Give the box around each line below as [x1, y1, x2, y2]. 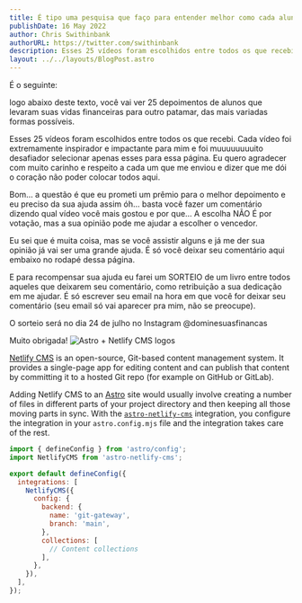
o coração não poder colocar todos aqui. [9, 172, 161, 182]
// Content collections [49, 545, 139, 554]
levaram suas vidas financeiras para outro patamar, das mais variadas [9, 107, 268, 117]
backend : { [41, 502, 83, 512]
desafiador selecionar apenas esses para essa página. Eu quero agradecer [9, 153, 288, 163]
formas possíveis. [9, 116, 75, 127]
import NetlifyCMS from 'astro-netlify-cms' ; [9, 453, 182, 462]
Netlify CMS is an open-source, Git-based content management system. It [9, 352, 285, 363]
